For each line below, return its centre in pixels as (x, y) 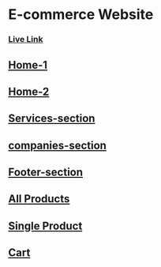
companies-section (57, 145)
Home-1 (28, 65)
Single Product (45, 226)
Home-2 (29, 91)
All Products (39, 199)
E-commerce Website (81, 15)
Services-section (52, 119)
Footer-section (46, 173)
